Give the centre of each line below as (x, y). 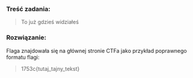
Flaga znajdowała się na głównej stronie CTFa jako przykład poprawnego (97, 50)
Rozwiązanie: (26, 38)
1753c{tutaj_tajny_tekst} (50, 68)
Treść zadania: (28, 9)
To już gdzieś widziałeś (50, 22)
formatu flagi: (23, 57)
